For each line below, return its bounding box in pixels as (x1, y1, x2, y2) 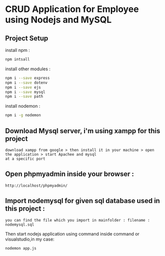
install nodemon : (5, 103, 41, 109)
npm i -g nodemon (5, 113, 41, 118)
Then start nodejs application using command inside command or (5, 231, 140, 237)
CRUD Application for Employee (5, 3, 139, 15)
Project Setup (5, 34, 49, 42)
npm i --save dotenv (5, 80, 48, 85)
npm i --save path (5, 94, 43, 99)
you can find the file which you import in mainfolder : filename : (5, 218, 150, 223)
